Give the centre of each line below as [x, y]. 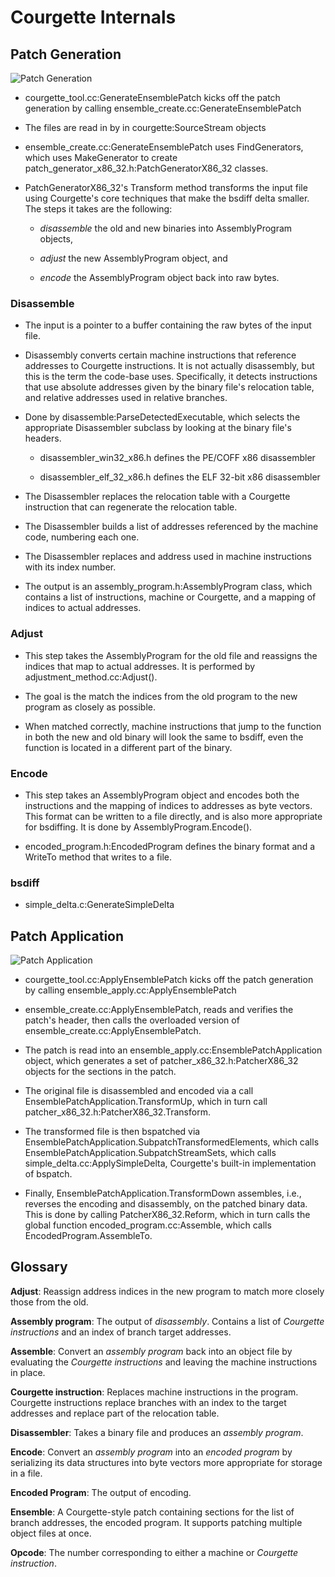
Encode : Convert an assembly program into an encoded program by [151, 1452]
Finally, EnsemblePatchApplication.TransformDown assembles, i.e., [163, 1193]
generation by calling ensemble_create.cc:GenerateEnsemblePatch [163, 108]
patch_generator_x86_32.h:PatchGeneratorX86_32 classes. [146, 168]
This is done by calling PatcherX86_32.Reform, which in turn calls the [167, 1214]
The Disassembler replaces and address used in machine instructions [168, 557]
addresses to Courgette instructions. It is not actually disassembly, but [169, 366]
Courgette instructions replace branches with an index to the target [148, 1402]
